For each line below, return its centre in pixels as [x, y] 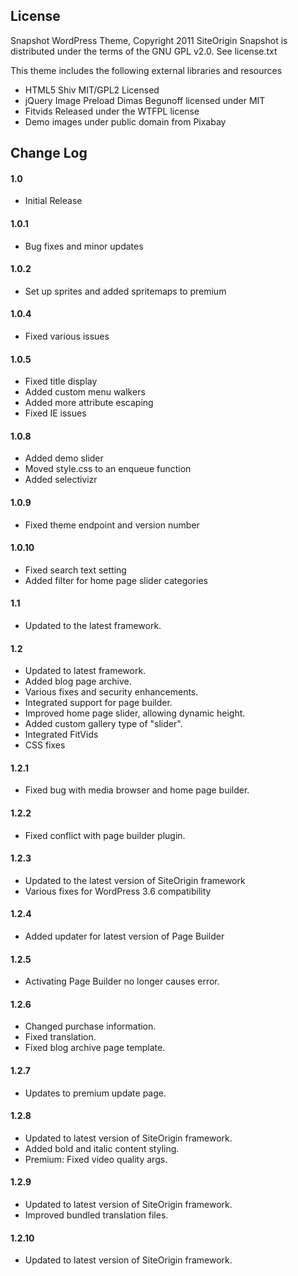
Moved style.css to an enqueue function [108, 469]
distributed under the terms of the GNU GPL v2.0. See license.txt [144, 51]
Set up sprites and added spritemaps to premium [125, 291]
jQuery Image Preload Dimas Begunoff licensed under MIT [145, 100]
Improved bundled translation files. [96, 1215]
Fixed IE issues [55, 413]
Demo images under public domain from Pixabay [125, 121]
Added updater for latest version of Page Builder [124, 936]
